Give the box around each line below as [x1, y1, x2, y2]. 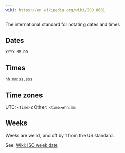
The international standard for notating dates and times [5, 21, 120, 27]
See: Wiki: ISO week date [5, 142, 58, 148]
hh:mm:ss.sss [5, 77, 33, 82]
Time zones [5, 90, 43, 99]
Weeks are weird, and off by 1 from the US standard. [5, 132, 114, 138]
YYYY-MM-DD [5, 49, 28, 55]
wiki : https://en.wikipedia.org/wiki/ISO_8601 [5, 7, 105, 13]
